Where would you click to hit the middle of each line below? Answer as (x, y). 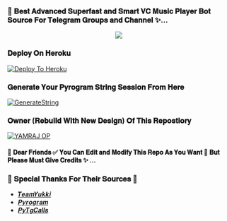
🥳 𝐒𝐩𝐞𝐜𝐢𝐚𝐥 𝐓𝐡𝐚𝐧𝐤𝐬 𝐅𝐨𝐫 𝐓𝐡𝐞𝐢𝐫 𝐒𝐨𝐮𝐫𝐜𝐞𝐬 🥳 (72, 179)
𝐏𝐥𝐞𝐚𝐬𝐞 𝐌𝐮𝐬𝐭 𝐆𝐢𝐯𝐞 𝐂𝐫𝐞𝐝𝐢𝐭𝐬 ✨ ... (52, 160)
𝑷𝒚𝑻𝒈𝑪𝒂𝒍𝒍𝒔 (33, 210)
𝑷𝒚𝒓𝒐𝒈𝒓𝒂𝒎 (33, 202)
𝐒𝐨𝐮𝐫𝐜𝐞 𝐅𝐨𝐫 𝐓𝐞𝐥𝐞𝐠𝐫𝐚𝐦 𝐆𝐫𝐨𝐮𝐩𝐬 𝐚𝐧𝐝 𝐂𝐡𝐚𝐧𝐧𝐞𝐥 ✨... (88, 20)
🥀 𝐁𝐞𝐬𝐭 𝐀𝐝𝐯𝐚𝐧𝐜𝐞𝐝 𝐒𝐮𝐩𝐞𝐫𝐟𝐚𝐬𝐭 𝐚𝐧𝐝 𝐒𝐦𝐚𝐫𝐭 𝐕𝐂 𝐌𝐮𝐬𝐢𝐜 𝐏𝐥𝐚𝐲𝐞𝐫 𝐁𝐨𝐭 (109, 11)
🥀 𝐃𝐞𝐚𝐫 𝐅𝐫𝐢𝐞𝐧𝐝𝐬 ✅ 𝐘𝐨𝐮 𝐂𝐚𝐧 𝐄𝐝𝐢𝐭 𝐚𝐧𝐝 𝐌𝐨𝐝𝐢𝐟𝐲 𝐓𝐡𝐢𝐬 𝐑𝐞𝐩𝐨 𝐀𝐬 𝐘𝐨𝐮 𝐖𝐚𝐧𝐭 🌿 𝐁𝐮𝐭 (113, 152)
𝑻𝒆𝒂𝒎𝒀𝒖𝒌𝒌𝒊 (34, 194)
